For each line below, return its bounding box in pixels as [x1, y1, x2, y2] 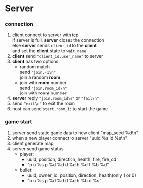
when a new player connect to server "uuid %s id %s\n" [12, 135, 128, 141]
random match [19, 64, 50, 70]
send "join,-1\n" [19, 69, 56, 75]
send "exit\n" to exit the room [12, 100, 75, 107]
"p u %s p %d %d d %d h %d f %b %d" [27, 161, 109, 167]
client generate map [12, 140, 54, 146]
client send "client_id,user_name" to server [12, 53, 103, 59]
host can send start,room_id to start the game [12, 106, 108, 112]
